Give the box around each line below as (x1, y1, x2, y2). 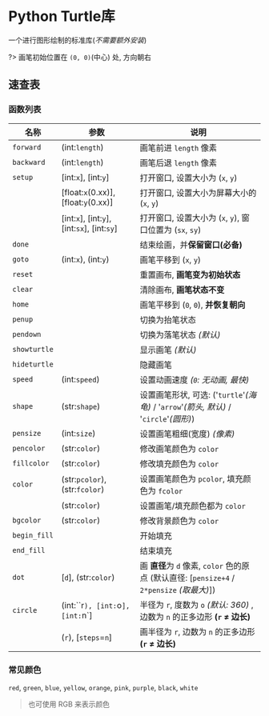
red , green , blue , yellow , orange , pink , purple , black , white (8, 682, 199, 692)
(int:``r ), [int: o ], (61, 599, 130, 610)
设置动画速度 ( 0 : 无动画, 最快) (139, 374, 250, 385)
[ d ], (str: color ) (61, 571, 115, 582)
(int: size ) (61, 427, 96, 438)
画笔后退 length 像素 (139, 157, 218, 168)
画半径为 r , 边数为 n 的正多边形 (139, 626, 255, 637)
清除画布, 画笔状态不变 (139, 284, 225, 295)
